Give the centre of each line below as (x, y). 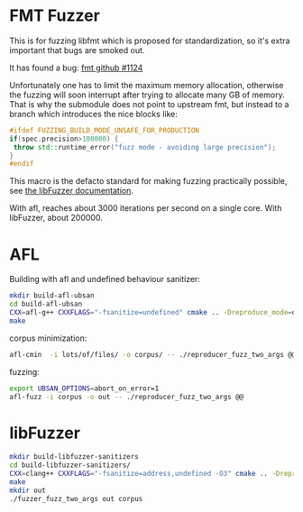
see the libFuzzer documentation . (71, 191)
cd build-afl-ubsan (46, 304)
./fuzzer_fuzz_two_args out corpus (76, 498)
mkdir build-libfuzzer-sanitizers (74, 457)
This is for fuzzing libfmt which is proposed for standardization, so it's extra (150, 41)
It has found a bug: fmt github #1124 (76, 68)
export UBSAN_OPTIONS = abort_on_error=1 (84, 389)
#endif (22, 164)
